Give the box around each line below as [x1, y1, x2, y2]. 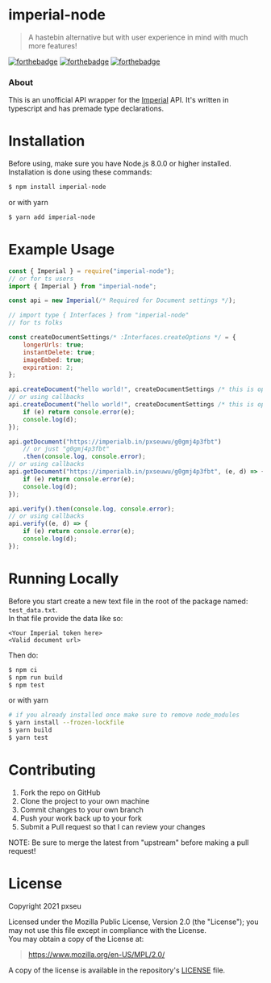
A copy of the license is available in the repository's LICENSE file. [8, 965, 226, 975]
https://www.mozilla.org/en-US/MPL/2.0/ [27, 949, 165, 959]
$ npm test [8, 681, 45, 689]
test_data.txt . [8, 604, 58, 615]
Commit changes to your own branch [19, 804, 144, 814]
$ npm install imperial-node [8, 183, 106, 191]
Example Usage [8, 241, 115, 259]
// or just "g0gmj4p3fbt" [23, 445, 110, 453]
